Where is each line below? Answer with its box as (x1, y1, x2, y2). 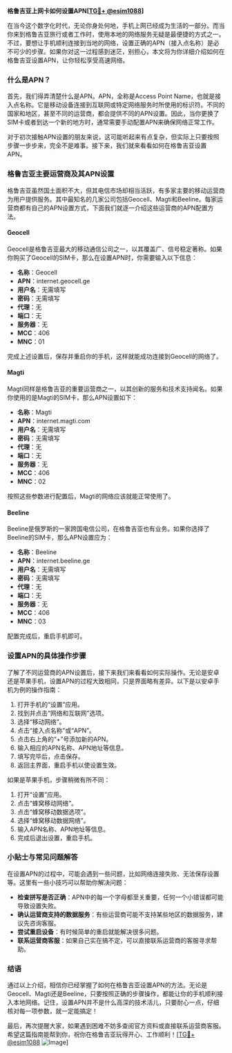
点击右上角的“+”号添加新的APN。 (17, 734, 113, 743)
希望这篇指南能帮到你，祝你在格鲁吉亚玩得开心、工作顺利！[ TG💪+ (7, 1030, 195, 1038)
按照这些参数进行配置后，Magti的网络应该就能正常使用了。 (7, 492, 175, 500)
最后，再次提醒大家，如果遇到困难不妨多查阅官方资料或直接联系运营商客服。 (7, 1022, 225, 1030)
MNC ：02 (17, 477, 46, 486)
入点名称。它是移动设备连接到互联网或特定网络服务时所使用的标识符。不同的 (7, 100, 225, 109)
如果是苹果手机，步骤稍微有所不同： (7, 775, 110, 784)
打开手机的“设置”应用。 (17, 700, 84, 709)
